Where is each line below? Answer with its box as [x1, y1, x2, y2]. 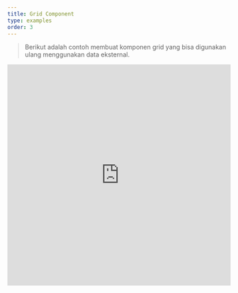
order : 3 [7, 23, 33, 30]
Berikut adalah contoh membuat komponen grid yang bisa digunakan [24, 43, 227, 52]
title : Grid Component [7, 10, 74, 18]
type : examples [7, 17, 52, 24]
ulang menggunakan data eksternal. [24, 50, 130, 59]
